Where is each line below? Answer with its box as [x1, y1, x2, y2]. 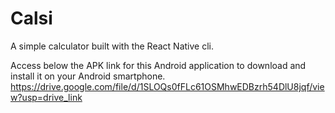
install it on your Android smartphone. [10, 70, 166, 82]
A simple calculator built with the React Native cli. [10, 40, 214, 52]
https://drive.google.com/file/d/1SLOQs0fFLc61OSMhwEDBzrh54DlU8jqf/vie [10, 80, 325, 92]
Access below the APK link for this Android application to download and [10, 59, 307, 71]
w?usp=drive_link [10, 91, 83, 103]
